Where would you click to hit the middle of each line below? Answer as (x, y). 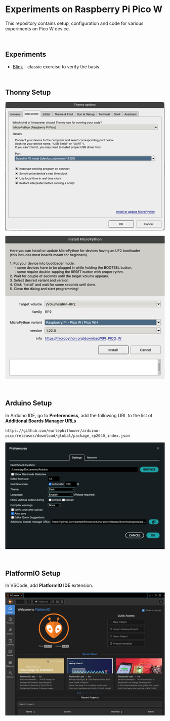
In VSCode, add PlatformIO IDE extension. (49, 585)
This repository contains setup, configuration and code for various (74, 23)
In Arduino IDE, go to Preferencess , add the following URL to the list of (79, 415)
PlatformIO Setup (33, 573)
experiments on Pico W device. (38, 28)
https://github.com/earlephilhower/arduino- (53, 431)
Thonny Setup (28, 92)
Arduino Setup (29, 403)
